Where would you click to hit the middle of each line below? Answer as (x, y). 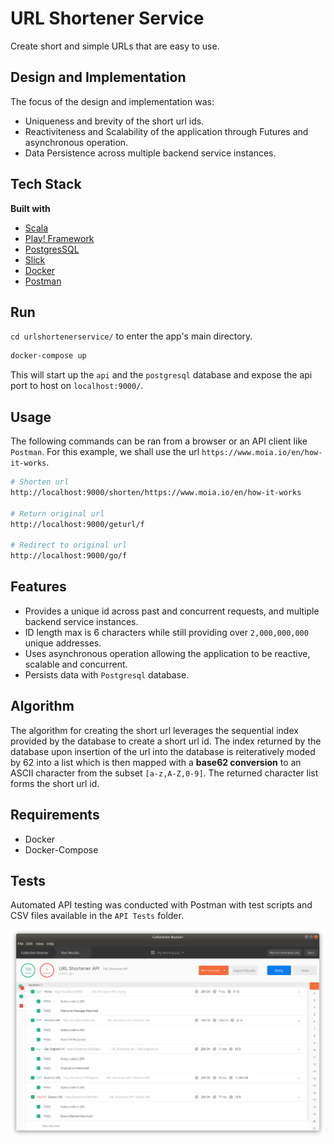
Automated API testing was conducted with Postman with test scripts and (161, 905)
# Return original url (57, 513)
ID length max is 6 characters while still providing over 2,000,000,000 (166, 632)
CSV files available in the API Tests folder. (97, 916)
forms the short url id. (55, 783)
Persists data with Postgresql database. (107, 674)
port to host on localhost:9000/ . (77, 386)
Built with (30, 208)
